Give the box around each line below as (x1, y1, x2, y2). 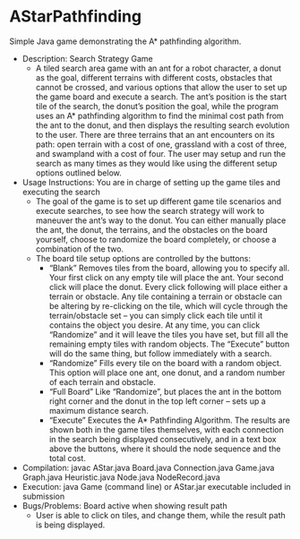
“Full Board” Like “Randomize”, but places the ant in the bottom (48, 386, 282, 397)
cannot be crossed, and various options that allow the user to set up (35, 81, 287, 92)
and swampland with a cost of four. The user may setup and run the (35, 148, 287, 158)
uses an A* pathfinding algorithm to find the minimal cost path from (35, 110, 284, 121)
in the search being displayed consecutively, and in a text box (48, 433, 277, 444)
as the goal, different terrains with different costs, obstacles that (35, 72, 273, 82)
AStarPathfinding (9, 6, 141, 27)
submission (21, 491, 65, 501)
